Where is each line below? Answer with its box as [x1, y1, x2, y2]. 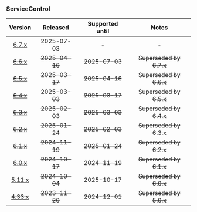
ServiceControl [6, 5, 51, 13]
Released [42, 23, 69, 32]
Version [9, 23, 32, 32]
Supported [87, 20, 118, 28]
